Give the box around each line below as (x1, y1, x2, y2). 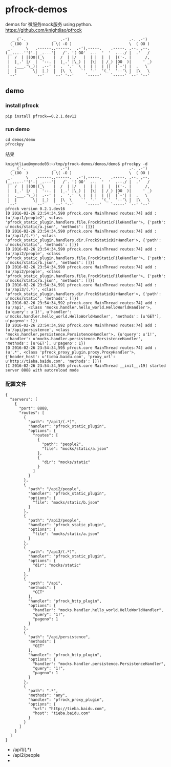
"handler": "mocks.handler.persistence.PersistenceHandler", (32, 661, 166, 667)
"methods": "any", (28, 693, 68, 698)
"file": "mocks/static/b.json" (32, 500, 100, 505)
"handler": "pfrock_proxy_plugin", (28, 697, 104, 702)
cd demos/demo (5, 137, 36, 142)
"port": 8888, (18, 406, 50, 411)
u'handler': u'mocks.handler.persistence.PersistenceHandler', (5, 336, 143, 341)
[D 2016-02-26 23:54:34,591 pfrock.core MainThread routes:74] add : (5, 282, 157, 287)
